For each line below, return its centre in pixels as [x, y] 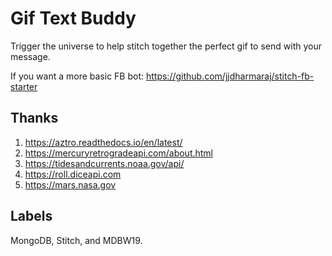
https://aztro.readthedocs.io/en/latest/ [103, 142]
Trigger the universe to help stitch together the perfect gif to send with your [166, 46]
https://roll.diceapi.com [73, 174]
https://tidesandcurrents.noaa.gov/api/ [104, 163]
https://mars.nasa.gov [70, 184]
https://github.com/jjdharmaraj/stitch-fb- [230, 76]
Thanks [34, 118]
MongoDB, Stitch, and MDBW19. [76, 240]
